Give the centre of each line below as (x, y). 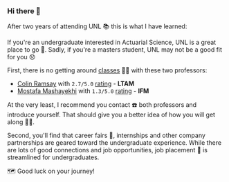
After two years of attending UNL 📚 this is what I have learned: (97, 26)
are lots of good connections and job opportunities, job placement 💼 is (107, 150)
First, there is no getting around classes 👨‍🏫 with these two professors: (107, 70)
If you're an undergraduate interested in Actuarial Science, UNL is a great (112, 42)
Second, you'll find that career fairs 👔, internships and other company (107, 135)
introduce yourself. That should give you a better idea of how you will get (111, 115)
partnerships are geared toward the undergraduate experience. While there (114, 143)
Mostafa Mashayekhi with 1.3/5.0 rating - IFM (83, 91)
